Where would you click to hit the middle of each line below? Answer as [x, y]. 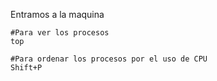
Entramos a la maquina [57, 14]
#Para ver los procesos [60, 33]
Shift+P [26, 68]
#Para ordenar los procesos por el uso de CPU [109, 59]
